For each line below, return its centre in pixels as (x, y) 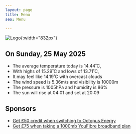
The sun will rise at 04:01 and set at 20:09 (56, 93)
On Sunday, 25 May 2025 (46, 54)
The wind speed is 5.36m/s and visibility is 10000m (65, 82)
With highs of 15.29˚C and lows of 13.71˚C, (56, 72)
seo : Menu (16, 19)
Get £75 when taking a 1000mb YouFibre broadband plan (72, 126)
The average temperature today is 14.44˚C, (57, 66)
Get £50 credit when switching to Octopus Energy (64, 121)
